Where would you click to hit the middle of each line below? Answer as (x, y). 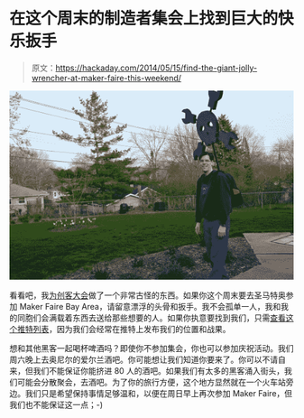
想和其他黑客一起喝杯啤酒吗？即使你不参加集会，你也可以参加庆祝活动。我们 (152, 348)
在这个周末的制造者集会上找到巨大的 (144, 19)
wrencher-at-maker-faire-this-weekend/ (106, 78)
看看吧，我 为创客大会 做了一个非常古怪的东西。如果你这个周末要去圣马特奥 (147, 295)
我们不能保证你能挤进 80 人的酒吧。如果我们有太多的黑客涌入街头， (159, 371)
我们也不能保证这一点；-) (56, 405)
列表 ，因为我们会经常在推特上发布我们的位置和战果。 (132, 330)
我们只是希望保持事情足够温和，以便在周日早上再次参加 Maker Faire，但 (159, 394)
